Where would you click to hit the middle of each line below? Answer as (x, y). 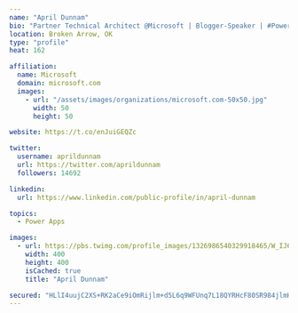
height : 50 (53, 116)
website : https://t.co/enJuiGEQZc (73, 132)
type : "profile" (39, 42)
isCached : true (53, 271)
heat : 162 (27, 51)
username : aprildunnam (59, 156)
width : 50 (51, 108)
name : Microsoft (47, 75)
